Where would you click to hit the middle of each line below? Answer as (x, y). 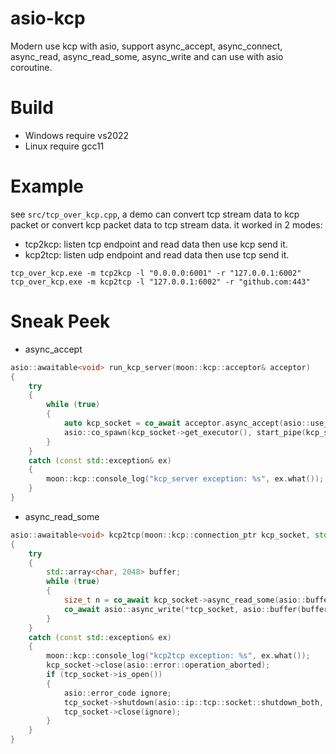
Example (47, 186)
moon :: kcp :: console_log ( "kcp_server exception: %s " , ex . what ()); (185, 479)
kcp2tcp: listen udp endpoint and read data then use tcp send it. (157, 254)
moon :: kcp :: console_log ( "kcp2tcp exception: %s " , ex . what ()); (178, 656)
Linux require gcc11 (64, 146)
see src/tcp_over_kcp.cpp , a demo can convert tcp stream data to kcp (155, 214)
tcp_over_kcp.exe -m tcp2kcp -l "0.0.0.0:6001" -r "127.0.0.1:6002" (156, 273)
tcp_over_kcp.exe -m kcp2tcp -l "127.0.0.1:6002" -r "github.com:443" (160, 282)
